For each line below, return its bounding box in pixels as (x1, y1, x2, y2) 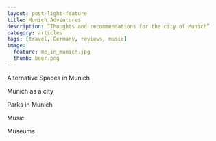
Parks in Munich (7, 100, 53, 109)
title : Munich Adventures (7, 17, 81, 23)
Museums (7, 127, 36, 135)
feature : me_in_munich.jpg (13, 49, 91, 56)
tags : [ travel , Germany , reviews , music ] (7, 36, 128, 43)
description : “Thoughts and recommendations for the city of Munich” (7, 23, 211, 30)
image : (7, 42, 26, 49)
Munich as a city (7, 87, 53, 95)
